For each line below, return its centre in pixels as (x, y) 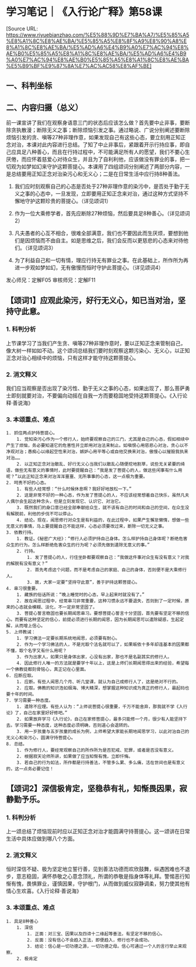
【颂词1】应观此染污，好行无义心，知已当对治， (92, 300)
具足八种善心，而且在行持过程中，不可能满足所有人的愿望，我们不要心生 (103, 152)
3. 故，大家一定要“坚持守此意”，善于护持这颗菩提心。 (83, 582)
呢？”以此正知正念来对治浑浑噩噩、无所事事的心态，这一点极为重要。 (77, 477)
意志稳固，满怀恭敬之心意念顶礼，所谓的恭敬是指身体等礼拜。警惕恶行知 (103, 876)
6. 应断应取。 (21, 676)
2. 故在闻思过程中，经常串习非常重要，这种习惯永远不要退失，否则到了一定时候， (101, 601)
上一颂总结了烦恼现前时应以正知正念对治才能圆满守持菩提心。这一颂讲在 (93, 831)
